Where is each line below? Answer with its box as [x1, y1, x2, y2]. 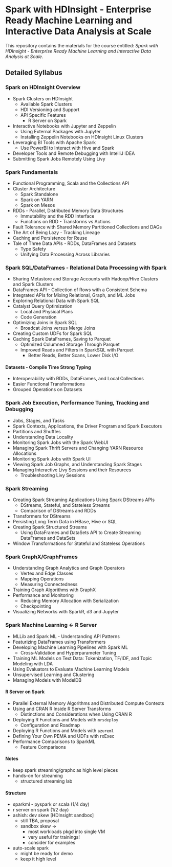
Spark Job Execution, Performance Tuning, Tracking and [5, 399, 149, 406]
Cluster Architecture [12, 185, 55, 191]
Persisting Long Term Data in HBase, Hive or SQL [12, 519, 117, 525]
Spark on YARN [20, 197, 53, 203]
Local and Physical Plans [20, 309, 73, 315]
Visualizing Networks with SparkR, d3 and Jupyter [12, 609, 119, 615]
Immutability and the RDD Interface [20, 213, 95, 219]
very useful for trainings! [28, 834, 80, 840]
